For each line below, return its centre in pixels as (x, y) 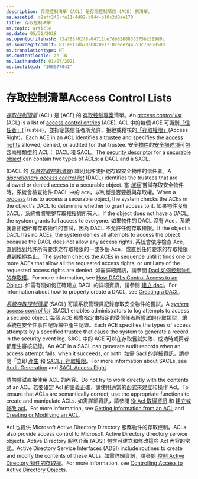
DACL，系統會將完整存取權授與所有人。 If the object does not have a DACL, (98, 213)
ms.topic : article (29, 28)
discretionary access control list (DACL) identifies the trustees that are (92, 178)
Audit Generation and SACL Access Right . (57, 368)
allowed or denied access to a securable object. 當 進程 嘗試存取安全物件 (95, 185)
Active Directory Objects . (37, 470)
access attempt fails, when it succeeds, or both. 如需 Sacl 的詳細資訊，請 (95, 353)
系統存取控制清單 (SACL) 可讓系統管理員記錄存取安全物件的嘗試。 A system (98, 304)
